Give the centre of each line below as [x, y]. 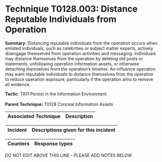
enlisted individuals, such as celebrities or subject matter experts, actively [79, 48]
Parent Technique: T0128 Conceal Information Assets [59, 104]
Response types [54, 144]
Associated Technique [34, 116]
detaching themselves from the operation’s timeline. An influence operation [80, 69]
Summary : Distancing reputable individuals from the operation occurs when [81, 43]
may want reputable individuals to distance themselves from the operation [79, 74]
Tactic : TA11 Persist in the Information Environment [56, 94]
